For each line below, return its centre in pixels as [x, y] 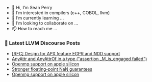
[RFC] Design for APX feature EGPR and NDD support [66, 54]
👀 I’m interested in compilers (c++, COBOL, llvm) [61, 13]
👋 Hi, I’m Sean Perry [32, 8]
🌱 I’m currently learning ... [38, 18]
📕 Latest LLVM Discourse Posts [42, 43]
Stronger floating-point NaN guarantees [52, 69]
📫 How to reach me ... [34, 29]
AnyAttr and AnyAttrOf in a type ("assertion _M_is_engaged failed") [79, 59]
